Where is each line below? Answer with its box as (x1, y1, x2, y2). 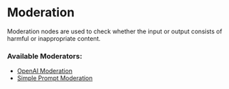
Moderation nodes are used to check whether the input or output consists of (7, 27, 222, 35)
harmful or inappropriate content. (7, 34, 101, 42)
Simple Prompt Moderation (16, 74, 93, 82)
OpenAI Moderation (16, 67, 73, 75)
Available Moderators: (7, 51, 83, 60)
